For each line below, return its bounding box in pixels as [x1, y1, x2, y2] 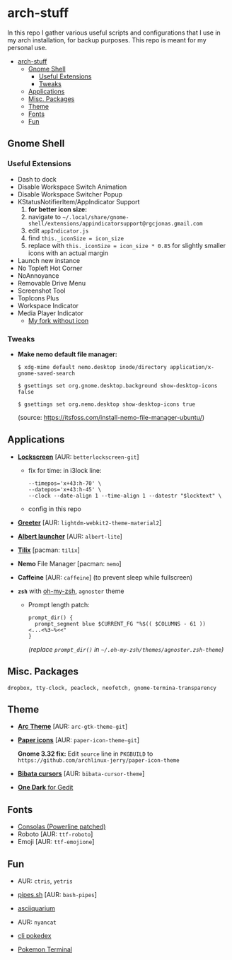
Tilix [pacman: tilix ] [17, 546, 80, 554]
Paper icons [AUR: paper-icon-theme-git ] [17, 736, 140, 744]
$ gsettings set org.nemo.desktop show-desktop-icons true [17, 401, 196, 408]
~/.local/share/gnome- [62, 213, 129, 221]
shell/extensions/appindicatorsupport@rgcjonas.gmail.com [28, 220, 203, 227]
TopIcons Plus [17, 293, 59, 302]
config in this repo [28, 504, 81, 513]
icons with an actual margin [28, 249, 109, 257]
